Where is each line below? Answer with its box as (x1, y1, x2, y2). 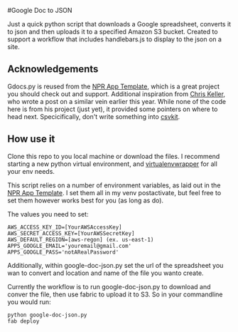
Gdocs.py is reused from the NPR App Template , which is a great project (7, 82, 220, 90)
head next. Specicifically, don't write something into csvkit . (7, 112, 180, 120)
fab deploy (7, 317, 40, 325)
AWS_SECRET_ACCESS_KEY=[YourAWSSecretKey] (7, 229, 135, 237)
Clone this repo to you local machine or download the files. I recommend (7, 152, 220, 160)
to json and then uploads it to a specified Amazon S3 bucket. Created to (7, 28, 218, 36)
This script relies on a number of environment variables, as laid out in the (7, 181, 221, 190)
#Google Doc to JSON (7, 6, 72, 14)
